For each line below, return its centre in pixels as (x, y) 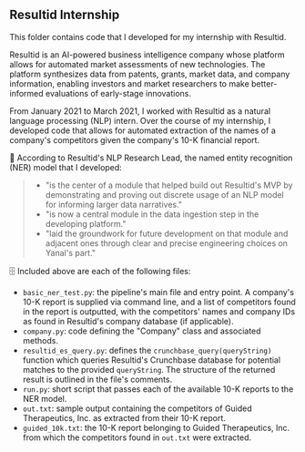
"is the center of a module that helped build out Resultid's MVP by (169, 185)
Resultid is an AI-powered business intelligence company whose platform (147, 55)
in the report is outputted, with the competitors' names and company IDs (159, 311)
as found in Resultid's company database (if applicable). (128, 321)
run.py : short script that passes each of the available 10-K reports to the (158, 389)
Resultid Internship (65, 15)
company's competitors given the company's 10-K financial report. (135, 139)
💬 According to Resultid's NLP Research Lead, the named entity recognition (151, 158)
